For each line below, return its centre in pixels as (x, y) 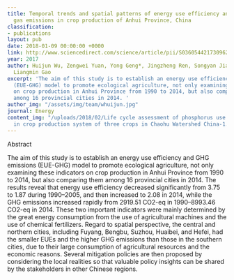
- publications (29, 33)
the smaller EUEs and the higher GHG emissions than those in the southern (115, 239)
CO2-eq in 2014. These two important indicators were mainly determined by (116, 209)
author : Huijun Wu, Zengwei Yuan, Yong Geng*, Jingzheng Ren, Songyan (112, 66)
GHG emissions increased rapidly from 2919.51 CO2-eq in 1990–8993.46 (111, 202)
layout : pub (24, 40)
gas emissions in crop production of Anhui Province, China (102, 20)
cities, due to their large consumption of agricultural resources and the (109, 246)
